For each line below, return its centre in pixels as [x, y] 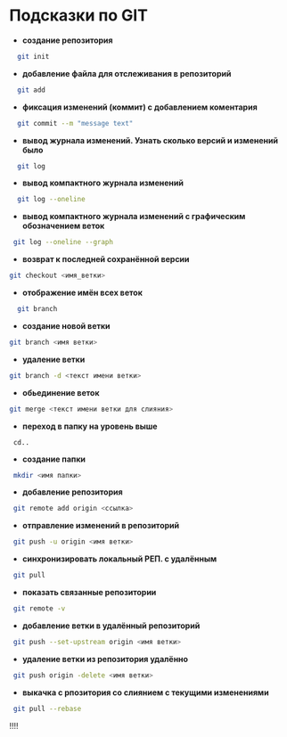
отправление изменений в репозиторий [101, 526]
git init [33, 56]
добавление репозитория [72, 492]
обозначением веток [63, 226]
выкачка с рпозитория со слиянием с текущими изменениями [145, 692]
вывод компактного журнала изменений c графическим [134, 217]
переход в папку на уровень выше [90, 426]
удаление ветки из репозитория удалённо [105, 659]
